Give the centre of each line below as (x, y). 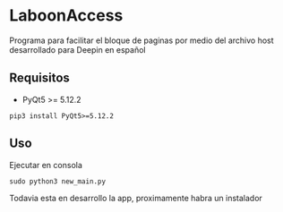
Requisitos (39, 78)
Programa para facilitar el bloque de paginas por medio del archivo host (142, 40)
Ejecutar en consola (46, 165)
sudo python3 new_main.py (57, 181)
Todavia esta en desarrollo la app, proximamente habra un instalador (136, 198)
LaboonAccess (66, 16)
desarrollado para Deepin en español (77, 49)
